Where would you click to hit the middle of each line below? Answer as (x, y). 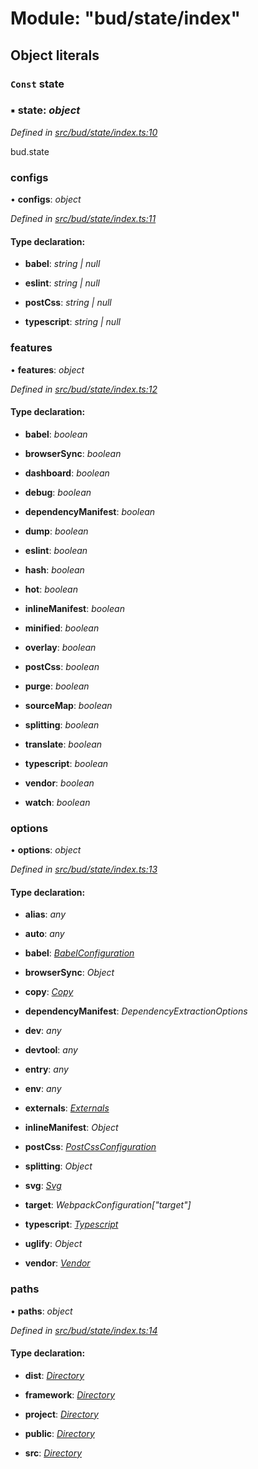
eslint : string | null (62, 283)
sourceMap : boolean (68, 705)
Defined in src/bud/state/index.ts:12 (84, 389)
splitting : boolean (62, 724)
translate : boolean (63, 744)
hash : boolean (54, 569)
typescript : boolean (66, 763)
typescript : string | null (72, 322)
